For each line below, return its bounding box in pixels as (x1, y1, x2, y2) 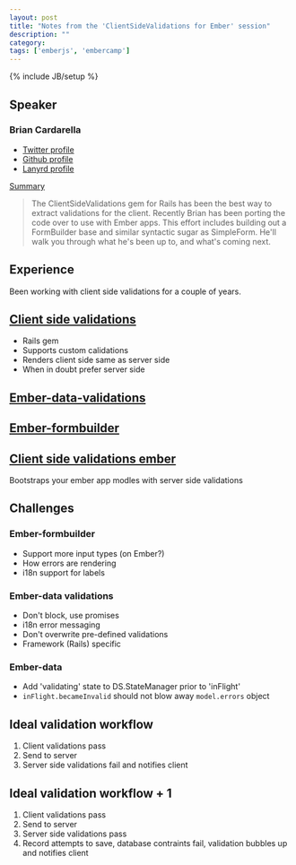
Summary (9, 180, 46, 191)
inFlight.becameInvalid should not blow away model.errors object (22, 691, 270, 702)
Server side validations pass (22, 828, 127, 839)
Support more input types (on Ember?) (22, 548, 165, 558)
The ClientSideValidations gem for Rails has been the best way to (30, 198, 272, 209)
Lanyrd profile (22, 163, 74, 174)
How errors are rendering (22, 558, 117, 568)
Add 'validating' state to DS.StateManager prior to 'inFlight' (22, 681, 240, 692)
